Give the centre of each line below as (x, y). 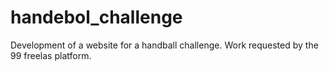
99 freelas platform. (51, 55)
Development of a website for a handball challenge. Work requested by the (164, 45)
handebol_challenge (96, 17)
